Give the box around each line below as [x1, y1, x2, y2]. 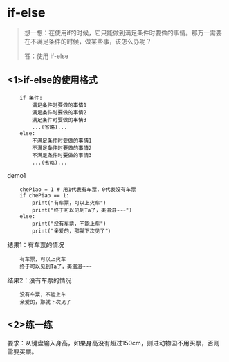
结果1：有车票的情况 [7, 240, 64, 248]
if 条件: [19, 94, 43, 101]
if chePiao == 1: [19, 192, 70, 199]
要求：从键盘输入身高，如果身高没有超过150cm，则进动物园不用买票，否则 [7, 338, 220, 347]
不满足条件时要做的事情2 [32, 144, 92, 152]
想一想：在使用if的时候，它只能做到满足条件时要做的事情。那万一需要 [24, 28, 223, 37]
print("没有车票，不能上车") [32, 220, 107, 227]
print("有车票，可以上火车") [32, 199, 107, 206]
